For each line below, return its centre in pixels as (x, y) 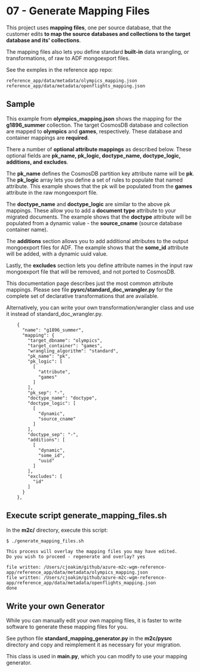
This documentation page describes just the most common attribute (90, 283)
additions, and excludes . (37, 162)
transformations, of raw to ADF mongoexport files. (68, 58)
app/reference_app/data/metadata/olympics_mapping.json (77, 572)
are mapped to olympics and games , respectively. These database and (94, 131)
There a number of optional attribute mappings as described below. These (99, 149)
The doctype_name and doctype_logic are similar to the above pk (88, 204)
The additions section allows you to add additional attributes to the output (97, 241)
